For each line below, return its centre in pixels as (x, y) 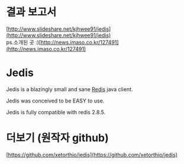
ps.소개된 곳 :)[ (24, 42)
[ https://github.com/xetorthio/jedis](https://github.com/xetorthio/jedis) (92, 155)
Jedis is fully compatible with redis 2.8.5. (56, 112)
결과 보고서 (31, 12)
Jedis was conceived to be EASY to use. (55, 101)
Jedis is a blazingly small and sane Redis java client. (70, 89)
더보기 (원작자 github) (58, 138)
